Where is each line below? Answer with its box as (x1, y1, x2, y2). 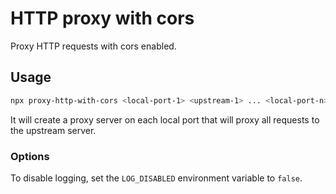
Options (10, 149, 50, 163)
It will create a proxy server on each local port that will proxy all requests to (10, 113, 320, 126)
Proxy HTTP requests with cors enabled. (10, 40, 177, 52)
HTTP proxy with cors (10, 7, 195, 30)
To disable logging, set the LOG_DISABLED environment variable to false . (10, 172, 303, 184)
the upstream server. (10, 124, 97, 136)
